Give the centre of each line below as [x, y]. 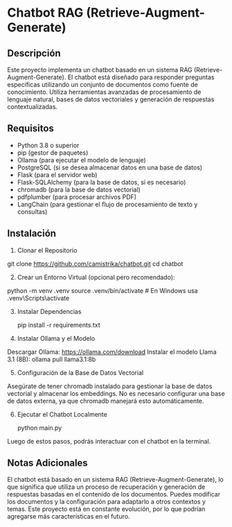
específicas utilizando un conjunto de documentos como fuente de [103, 84]
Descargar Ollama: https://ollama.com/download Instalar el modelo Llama [112, 351]
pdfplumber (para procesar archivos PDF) [77, 196]
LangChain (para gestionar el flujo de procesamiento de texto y [107, 204]
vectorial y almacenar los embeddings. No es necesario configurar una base [116, 393]
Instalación [32, 234]
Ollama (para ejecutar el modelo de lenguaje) [81, 160]
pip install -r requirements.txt [59, 325]
